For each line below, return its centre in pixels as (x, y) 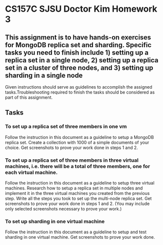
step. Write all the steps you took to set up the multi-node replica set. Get (78, 198)
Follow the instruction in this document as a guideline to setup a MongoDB (80, 137)
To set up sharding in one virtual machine (55, 221)
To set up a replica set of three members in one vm (66, 127)
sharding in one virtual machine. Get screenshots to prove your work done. (80, 237)
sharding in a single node (44, 75)
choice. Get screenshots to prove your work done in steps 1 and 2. (72, 148)
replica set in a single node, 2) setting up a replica (82, 60)
